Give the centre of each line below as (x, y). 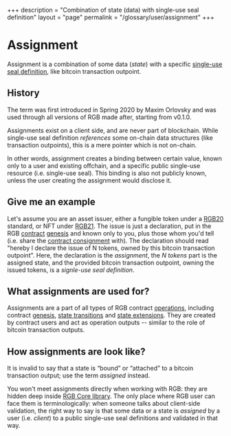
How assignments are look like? (76, 352)
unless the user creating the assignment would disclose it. (89, 180)
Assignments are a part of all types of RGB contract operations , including (111, 308)
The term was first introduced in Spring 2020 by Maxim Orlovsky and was (112, 110)
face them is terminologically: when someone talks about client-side (104, 404)
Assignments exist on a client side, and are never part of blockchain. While (113, 130)
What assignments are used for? (78, 291)
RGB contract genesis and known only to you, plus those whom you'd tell (111, 233)
